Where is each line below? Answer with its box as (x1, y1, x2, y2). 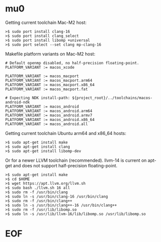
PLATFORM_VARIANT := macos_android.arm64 (5, 108, 93, 114)
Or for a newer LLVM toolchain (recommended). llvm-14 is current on (5, 157, 147, 163)
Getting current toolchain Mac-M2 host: (5, 19, 87, 25)
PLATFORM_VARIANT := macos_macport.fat (5, 87, 88, 92)
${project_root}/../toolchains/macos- (72, 95, 153, 100)
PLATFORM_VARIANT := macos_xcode (5, 65, 75, 70)
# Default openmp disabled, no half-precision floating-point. (5, 60, 140, 65)
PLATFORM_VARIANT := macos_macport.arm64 (5, 78, 93, 83)
